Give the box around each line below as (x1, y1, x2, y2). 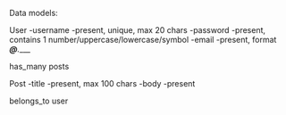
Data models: (9, 8, 58, 18)
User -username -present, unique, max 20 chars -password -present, (9, 25, 266, 35)
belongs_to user (9, 95, 69, 106)
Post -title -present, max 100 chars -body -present (9, 78, 196, 88)
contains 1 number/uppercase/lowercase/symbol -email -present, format (9, 35, 277, 45)
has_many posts (9, 62, 70, 71)
